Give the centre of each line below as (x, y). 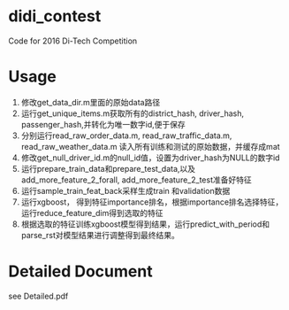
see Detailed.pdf (38, 296)
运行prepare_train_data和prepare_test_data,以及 (108, 168)
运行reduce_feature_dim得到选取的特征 (92, 213)
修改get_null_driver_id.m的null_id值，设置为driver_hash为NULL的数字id (150, 158)
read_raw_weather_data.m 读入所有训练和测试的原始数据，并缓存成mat (150, 146)
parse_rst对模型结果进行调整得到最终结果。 (100, 235)
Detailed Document (80, 271)
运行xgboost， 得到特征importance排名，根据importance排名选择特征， (152, 202)
